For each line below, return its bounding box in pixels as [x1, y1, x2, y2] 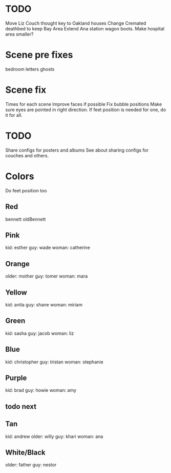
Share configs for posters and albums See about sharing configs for [5, 147, 149, 153]
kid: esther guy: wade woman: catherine [5, 245, 91, 251]
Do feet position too [5, 187, 47, 193]
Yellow [5, 288, 27, 297]
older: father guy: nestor [5, 462, 57, 468]
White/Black [5, 448, 46, 457]
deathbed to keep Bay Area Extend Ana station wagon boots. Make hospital [5, 25, 165, 31]
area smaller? [5, 31, 34, 37]
